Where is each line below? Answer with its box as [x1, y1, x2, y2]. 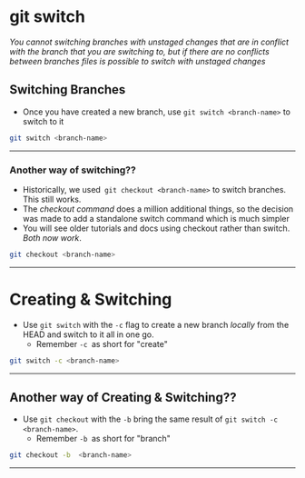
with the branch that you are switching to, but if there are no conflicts [9, 45, 270, 56]
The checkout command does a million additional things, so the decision [22, 203, 294, 214]
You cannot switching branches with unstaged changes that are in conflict [9, 36, 289, 47]
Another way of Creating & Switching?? [9, 390, 237, 405]
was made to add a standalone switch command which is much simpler [22, 213, 290, 224]
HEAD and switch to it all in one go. [22, 329, 154, 340]
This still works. [22, 194, 82, 204]
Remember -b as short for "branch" [35, 433, 171, 444]
